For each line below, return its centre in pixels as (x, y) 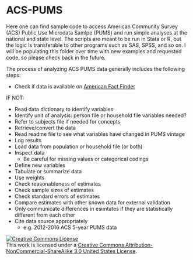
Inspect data (29, 152)
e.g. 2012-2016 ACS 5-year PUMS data (70, 227)
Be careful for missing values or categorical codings (86, 159)
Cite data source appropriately (51, 221)
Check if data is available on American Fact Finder (75, 86)
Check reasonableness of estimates (57, 184)
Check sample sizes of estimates (54, 190)
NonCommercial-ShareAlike (39, 251)
